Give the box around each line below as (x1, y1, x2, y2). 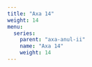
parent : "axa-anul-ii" (20, 36, 86, 43)
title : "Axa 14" (7, 10, 54, 17)
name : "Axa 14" (20, 43, 64, 50)
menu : (7, 23, 23, 30)
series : (13, 29, 36, 37)
